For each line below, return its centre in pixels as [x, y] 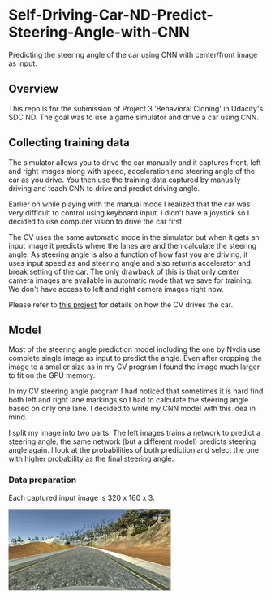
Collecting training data [69, 143]
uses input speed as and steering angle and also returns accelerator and [129, 263]
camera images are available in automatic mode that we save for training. [131, 280]
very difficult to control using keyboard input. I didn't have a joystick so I [129, 212]
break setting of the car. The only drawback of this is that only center [124, 271]
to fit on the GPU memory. [52, 375]
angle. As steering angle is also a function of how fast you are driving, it [128, 254]
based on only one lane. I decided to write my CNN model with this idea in [132, 409]
